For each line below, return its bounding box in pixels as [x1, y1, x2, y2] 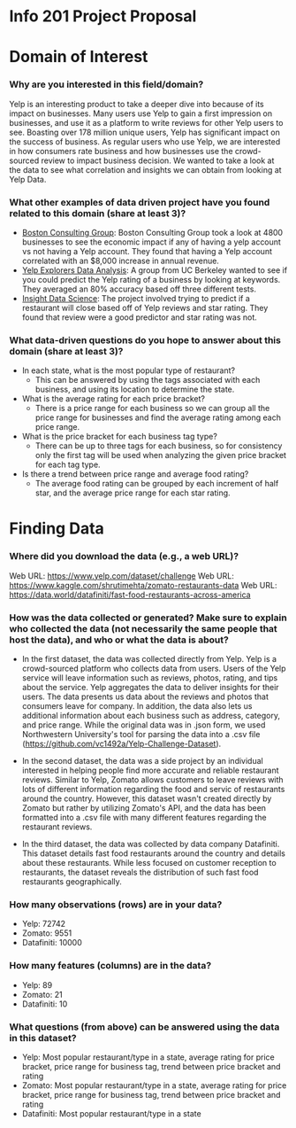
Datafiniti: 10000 [21, 937, 82, 948]
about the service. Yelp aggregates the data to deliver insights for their [21, 682, 280, 693]
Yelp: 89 [21, 979, 53, 990]
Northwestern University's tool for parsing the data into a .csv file [21, 729, 261, 740]
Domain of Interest [9, 47, 148, 67]
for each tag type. [34, 459, 101, 471]
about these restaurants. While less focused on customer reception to [21, 858, 277, 868]
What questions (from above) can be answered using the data [9, 1021, 280, 1033]
